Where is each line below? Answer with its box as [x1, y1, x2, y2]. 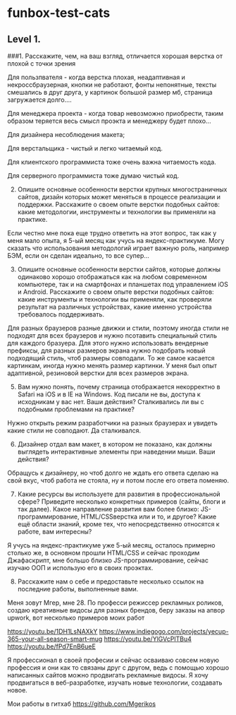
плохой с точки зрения [7, 59, 76, 68]
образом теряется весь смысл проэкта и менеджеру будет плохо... [7, 117, 211, 125]
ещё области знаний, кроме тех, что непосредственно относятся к [17, 520, 220, 528]
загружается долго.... [7, 95, 72, 104]
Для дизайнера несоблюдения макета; [7, 131, 125, 138]
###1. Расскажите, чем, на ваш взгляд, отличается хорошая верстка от [7, 52, 223, 60]
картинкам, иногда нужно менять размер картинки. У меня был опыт [7, 362, 217, 370]
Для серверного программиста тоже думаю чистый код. [7, 172, 180, 179]
